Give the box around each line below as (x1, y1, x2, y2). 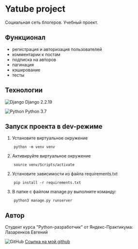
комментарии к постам (12, 51, 61, 57)
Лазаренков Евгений (5, 229, 48, 235)
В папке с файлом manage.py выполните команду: (12, 189, 117, 195)
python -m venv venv (14, 144, 55, 150)
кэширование (12, 67, 41, 73)
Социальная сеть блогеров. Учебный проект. (5, 19, 98, 25)
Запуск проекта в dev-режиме (5, 122, 103, 130)
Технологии (5, 86, 43, 94)
